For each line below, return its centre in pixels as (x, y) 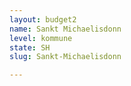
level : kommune (41, 38)
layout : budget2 (43, 19)
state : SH (30, 47)
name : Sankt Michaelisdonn (65, 29)
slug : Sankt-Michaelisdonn (65, 57)
